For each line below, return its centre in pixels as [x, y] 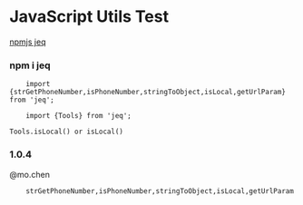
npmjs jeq [28, 42]
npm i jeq [30, 65]
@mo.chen [29, 174]
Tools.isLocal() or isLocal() [67, 132]
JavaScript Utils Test [89, 17]
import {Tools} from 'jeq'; [78, 116]
